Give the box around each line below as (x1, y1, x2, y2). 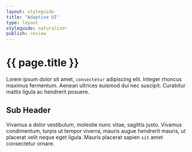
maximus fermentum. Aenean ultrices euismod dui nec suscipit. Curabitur (6, 82, 186, 89)
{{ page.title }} (6, 56, 79, 70)
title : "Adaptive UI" (6, 14, 60, 20)
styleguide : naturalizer (6, 25, 68, 31)
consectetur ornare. (6, 140, 55, 147)
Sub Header (6, 105, 51, 115)
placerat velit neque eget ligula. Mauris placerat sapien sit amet (6, 134, 163, 141)
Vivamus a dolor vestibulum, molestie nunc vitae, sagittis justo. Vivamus (6, 121, 183, 128)
